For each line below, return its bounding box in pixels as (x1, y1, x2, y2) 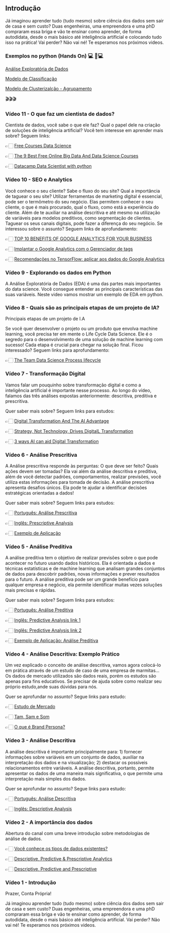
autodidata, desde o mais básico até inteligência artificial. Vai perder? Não (5, 917, 160, 923)
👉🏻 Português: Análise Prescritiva (5, 509, 78, 515)
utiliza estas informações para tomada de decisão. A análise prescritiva (5, 479, 155, 485)
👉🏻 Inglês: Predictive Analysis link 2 (5, 627, 82, 634)
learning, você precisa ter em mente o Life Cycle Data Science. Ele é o (5, 331, 152, 337)
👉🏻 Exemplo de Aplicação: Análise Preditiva (5, 637, 98, 644)
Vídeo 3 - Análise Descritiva (5, 737, 76, 744)
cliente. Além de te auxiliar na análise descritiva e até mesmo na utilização (5, 209, 161, 216)
